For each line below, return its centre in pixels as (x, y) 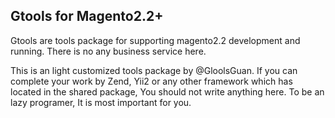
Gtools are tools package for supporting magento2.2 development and (155, 40)
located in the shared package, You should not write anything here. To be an (167, 91)
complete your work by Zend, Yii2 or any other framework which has (151, 81)
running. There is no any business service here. (108, 51)
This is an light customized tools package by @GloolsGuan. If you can (154, 70)
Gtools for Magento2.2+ (87, 16)
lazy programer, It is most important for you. (101, 102)
